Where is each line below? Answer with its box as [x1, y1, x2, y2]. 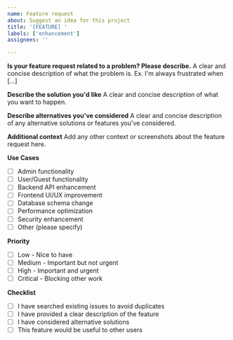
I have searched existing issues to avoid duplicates [17, 301, 165, 310]
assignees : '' [7, 37, 49, 44]
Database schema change [17, 199, 93, 207]
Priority [7, 237, 30, 245]
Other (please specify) [17, 223, 83, 231]
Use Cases [7, 154, 40, 162]
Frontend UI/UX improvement [17, 191, 103, 200]
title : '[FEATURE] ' [7, 23, 68, 30]
